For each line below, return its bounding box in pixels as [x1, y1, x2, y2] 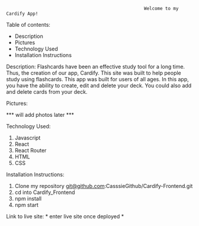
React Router [14, 147, 47, 154]
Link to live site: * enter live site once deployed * [6, 213, 124, 219]
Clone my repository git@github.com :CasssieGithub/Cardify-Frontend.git [14, 183, 193, 189]
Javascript [14, 134, 41, 141]
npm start [14, 202, 38, 208]
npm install [14, 195, 42, 202]
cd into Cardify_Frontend [14, 189, 75, 196]
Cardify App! [6, 11, 38, 17]
